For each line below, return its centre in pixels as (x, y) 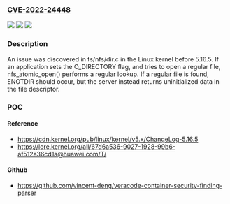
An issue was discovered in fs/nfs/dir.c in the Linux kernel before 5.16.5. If (113, 59)
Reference (23, 124)
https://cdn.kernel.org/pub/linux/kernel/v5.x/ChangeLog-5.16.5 (108, 139)
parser (27, 193)
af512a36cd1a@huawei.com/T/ (62, 154)
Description (28, 44)
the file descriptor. (34, 89)
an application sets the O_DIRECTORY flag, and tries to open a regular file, (114, 66)
